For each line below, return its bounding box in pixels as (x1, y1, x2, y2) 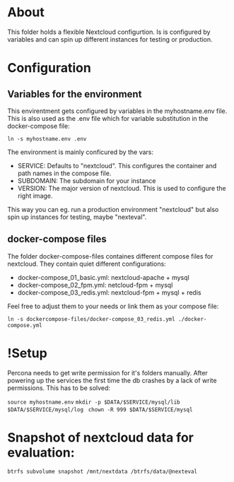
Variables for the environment (7, 88, 142, 100)
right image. (17, 192, 53, 200)
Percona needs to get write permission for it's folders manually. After (7, 368, 209, 377)
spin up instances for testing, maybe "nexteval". (7, 213, 147, 221)
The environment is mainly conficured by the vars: (7, 148, 154, 156)
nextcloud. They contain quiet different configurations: (7, 259, 166, 268)
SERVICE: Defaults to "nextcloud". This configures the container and (17, 161, 217, 170)
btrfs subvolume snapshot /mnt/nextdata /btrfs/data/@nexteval (7, 468, 198, 475)
